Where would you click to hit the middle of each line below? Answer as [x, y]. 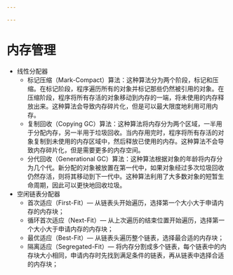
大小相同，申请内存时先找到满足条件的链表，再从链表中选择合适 [132, 255]
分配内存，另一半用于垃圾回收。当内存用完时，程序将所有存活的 [126, 132]
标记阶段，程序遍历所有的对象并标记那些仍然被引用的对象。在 [135, 88]
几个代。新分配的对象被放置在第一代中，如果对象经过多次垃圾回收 [129, 167]
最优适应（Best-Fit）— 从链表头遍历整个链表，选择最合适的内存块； [126, 237]
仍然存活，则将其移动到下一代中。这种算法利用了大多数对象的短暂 [122, 176]
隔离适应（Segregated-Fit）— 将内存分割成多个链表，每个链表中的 [124, 246]
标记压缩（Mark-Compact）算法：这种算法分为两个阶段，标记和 [120, 80]
